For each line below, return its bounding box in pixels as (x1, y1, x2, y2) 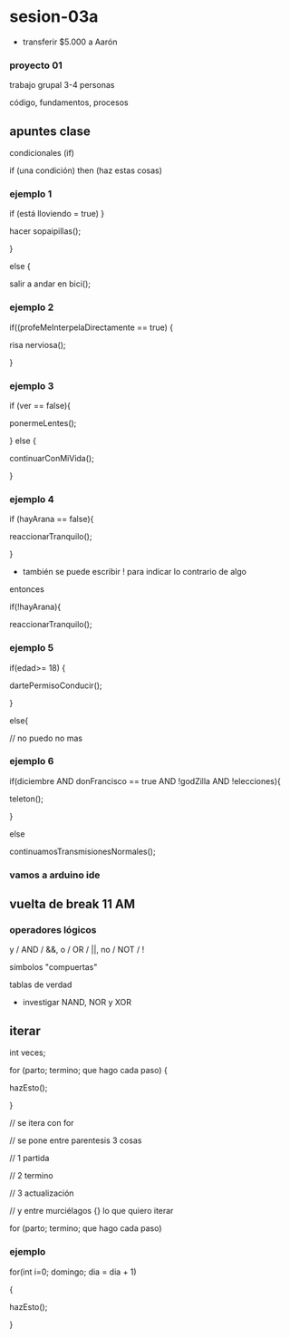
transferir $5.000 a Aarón (22, 36, 118, 47)
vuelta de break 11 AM (9, 897, 136, 912)
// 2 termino (9, 1170, 53, 1181)
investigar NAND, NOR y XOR (22, 997, 132, 1008)
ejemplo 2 (9, 301, 54, 314)
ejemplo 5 (9, 642, 54, 654)
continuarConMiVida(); (9, 452, 95, 463)
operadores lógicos (9, 924, 97, 936)
